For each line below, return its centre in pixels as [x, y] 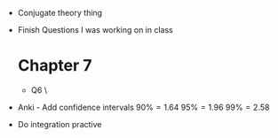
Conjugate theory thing [60, 13]
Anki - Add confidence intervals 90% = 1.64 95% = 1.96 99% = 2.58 [143, 107]
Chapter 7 [55, 66]
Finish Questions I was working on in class [95, 30]
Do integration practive [60, 124]
